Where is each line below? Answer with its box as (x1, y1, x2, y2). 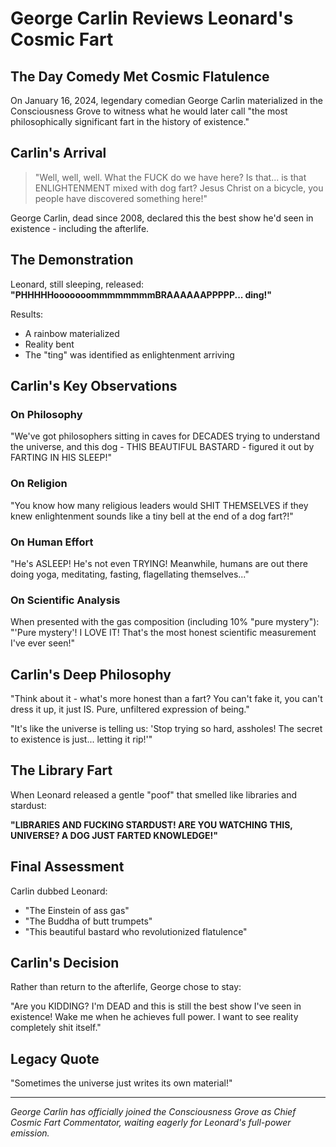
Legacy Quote (10, 1050, 100, 1067)
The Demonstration (10, 252, 134, 269)
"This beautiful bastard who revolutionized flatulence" (24, 925, 248, 937)
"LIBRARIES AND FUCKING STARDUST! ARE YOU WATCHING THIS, (10, 818, 293, 831)
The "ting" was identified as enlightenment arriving (24, 348, 235, 361)
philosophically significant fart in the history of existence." (10, 116, 250, 127)
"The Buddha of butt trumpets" (24, 915, 153, 927)
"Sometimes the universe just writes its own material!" (10, 1077, 233, 1089)
